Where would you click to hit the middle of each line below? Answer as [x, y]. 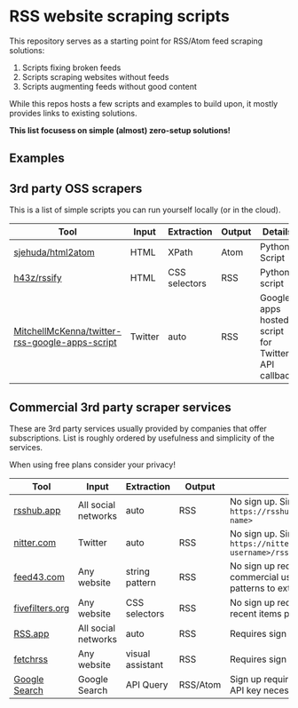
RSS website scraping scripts [120, 16]
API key [245, 690]
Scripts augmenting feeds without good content [110, 86]
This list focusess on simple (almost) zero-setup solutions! [120, 130]
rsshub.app [37, 510]
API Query [147, 684]
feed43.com [39, 577]
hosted [275, 320]
